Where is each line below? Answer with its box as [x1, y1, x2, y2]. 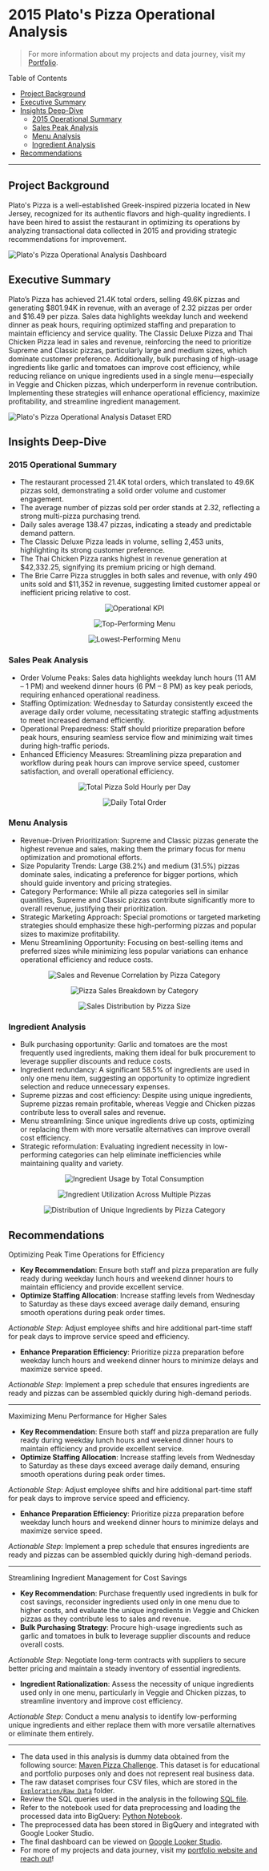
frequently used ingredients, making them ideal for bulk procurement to [19, 1048, 256, 1058]
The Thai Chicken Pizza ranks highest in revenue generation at [19, 554, 227, 564]
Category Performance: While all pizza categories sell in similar [19, 887, 229, 896]
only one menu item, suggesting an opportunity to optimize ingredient [19, 1073, 251, 1083]
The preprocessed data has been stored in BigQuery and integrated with [19, 1820, 259, 1829]
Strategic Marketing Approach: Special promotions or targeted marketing [19, 911, 261, 922]
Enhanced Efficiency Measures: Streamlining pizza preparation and [19, 749, 242, 758]
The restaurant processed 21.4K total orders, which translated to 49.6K [19, 477, 255, 487]
